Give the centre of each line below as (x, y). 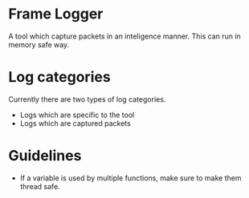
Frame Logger (56, 14)
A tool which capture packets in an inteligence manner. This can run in (124, 36)
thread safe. (40, 186)
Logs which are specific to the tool (77, 115)
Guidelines (45, 156)
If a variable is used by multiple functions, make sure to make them (131, 178)
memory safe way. (39, 44)
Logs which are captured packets (75, 123)
